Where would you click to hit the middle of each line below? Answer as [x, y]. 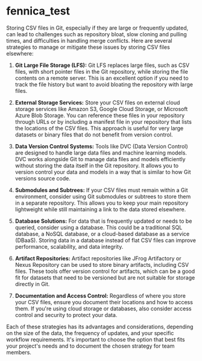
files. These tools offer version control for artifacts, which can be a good [105, 271]
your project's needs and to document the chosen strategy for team [90, 346]
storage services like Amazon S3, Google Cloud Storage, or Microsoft [101, 109]
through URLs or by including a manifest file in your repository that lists [103, 121]
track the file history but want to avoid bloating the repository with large [104, 84]
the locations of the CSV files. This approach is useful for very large [99, 128]
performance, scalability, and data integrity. [69, 246]
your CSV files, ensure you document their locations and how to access [104, 302]
